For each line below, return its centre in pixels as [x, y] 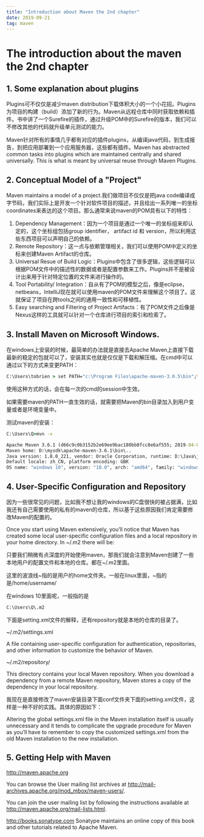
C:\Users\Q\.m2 [25, 607]
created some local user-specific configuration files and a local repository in [102, 536]
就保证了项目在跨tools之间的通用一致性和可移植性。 [80, 299]
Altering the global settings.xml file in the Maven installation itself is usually [100, 719]
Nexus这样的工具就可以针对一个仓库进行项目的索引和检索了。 [92, 315]
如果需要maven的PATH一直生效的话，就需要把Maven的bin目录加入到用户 [98, 402]
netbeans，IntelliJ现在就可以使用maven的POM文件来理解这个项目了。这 [105, 292]
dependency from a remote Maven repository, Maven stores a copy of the [99, 680]
